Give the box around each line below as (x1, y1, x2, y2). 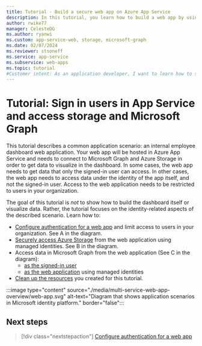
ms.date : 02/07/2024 (6, 43, 58, 49)
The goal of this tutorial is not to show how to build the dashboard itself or (6, 199, 189, 206)
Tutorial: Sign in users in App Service (6, 97, 195, 111)
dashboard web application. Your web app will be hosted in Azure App (6, 149, 180, 156)
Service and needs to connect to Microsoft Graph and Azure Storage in (6, 155, 182, 162)
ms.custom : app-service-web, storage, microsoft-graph (6, 37, 147, 43)
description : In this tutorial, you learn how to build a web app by (6, 14, 185, 21)
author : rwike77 (6, 20, 47, 26)
